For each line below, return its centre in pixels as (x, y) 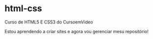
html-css (23, 9)
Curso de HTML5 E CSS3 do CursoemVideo (49, 22)
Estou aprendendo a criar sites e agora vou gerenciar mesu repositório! (76, 31)
